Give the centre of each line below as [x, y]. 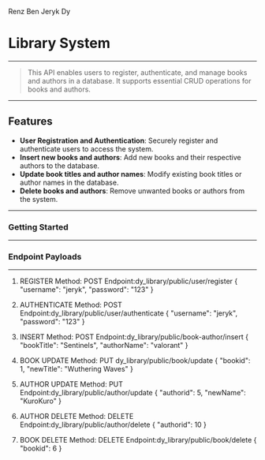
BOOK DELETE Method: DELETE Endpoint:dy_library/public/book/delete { [138, 440]
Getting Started [38, 226]
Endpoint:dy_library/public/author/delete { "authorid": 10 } [113, 424]
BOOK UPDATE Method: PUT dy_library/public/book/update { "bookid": [135, 361]
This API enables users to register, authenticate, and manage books [137, 72]
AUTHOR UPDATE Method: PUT [71, 384]
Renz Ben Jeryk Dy [39, 11]
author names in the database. [69, 182]
